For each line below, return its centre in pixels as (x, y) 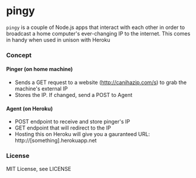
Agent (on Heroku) (30, 108)
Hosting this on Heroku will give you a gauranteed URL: (82, 134)
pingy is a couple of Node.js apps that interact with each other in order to (96, 27)
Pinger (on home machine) (39, 69)
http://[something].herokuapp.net (56, 141)
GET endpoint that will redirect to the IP (63, 128)
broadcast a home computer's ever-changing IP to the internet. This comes (98, 33)
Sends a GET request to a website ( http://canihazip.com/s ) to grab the (101, 82)
